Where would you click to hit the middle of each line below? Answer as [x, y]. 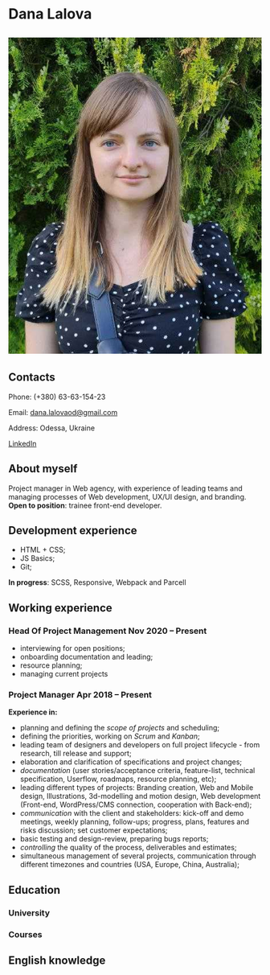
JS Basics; [37, 558]
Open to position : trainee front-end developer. [85, 505]
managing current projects [64, 674]
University [29, 912]
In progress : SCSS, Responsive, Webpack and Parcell [97, 582]
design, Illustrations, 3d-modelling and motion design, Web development [140, 796]
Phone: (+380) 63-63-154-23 [57, 397]
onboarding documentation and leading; [86, 657]
